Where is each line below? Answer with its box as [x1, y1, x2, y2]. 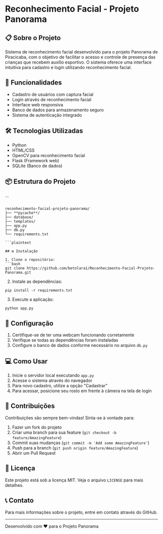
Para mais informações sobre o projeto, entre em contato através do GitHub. [5, 509, 158, 515]
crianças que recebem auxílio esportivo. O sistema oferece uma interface [5, 59, 152, 65]
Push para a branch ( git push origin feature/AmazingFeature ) [12, 445, 138, 450]
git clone [5, 266, 25, 271]
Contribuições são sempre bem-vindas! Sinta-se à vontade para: [5, 414, 135, 421]
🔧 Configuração [5, 319, 53, 327]
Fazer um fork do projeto [12, 424, 62, 430]
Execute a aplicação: [12, 296, 54, 302]
